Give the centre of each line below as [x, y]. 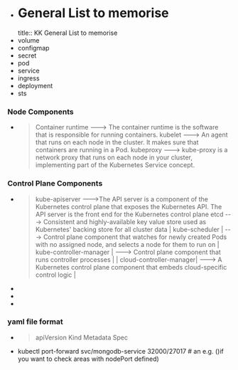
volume [28, 40]
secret [27, 55]
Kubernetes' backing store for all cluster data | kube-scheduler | [129, 229]
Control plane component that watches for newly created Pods [135, 237]
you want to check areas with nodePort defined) [88, 359]
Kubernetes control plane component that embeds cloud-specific [131, 267]
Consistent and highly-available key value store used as [125, 221]
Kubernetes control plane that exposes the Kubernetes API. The [129, 206]
